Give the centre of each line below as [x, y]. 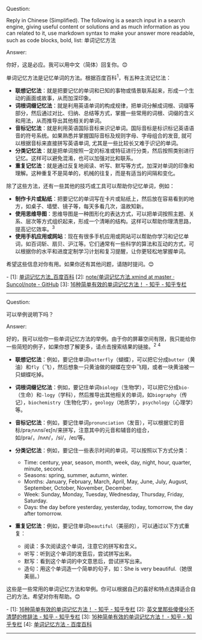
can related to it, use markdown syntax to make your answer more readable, [100, 33]
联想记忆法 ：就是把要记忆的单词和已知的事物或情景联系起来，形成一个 [102, 90]
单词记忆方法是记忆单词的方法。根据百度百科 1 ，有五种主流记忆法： [89, 77]
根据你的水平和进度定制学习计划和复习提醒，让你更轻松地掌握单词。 [105, 251]
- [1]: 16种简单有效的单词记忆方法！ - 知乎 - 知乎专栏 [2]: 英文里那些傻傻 [95, 609]
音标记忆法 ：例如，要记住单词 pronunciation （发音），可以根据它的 [97, 422]
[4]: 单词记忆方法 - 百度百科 [57, 624]
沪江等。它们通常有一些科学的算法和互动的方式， [128, 244]
